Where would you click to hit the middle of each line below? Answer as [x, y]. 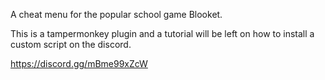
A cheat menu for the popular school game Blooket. [116, 14]
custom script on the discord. [71, 44]
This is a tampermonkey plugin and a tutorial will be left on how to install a [162, 33]
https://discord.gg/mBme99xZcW [79, 63]
